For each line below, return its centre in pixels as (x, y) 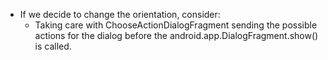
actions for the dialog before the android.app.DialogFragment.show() (176, 35)
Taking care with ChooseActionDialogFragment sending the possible (176, 25)
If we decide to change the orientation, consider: (120, 14)
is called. (53, 46)
